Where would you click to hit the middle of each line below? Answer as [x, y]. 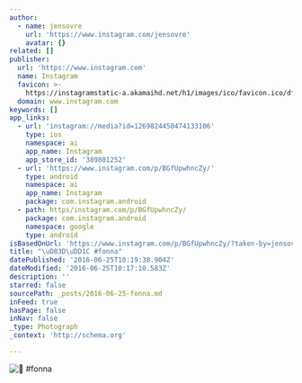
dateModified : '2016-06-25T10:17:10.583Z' [90, 269]
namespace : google [60, 227]
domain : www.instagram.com [68, 101]
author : [24, 18]
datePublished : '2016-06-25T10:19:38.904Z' [92, 260]
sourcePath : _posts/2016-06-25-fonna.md [86, 293]
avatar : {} [46, 43]
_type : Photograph [44, 327]
